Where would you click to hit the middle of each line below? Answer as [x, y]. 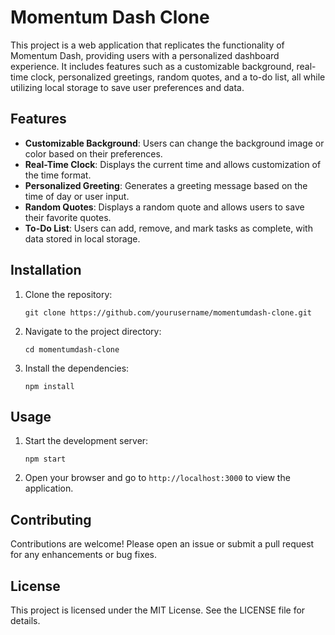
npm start [45, 459]
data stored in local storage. [82, 238]
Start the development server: [86, 441]
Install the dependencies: [77, 368]
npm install [49, 386]
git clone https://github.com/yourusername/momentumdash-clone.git [168, 312]
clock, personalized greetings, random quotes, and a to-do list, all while [178, 77]
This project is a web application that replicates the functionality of [147, 45]
